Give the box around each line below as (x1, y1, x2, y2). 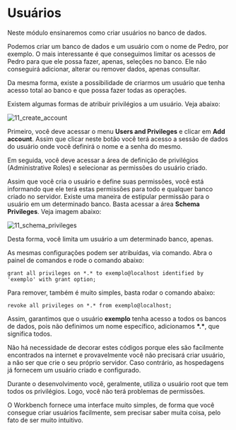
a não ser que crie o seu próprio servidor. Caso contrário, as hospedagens (7, 358, 225, 366)
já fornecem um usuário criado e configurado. (7, 366, 141, 374)
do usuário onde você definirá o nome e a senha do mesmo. (7, 142, 182, 150)
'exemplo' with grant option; (7, 276, 97, 283)
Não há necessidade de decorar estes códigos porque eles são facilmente (7, 343, 224, 351)
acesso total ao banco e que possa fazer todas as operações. (7, 86, 187, 94)
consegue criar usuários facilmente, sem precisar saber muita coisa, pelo (7, 408, 221, 417)
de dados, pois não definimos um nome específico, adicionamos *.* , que (7, 322, 220, 330)
